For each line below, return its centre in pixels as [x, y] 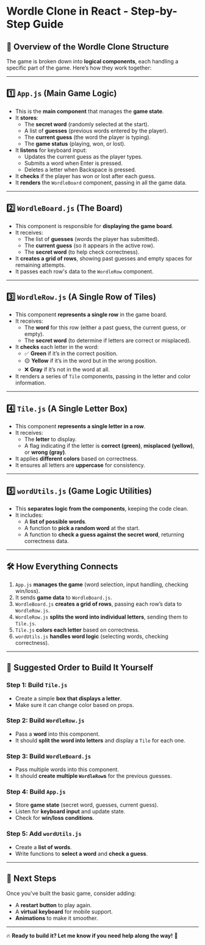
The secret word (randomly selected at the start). [87, 124]
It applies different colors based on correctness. [77, 459]
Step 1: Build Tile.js [37, 685]
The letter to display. [51, 439]
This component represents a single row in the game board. [91, 315]
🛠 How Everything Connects [62, 566]
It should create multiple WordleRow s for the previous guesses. [93, 776]
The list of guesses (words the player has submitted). [92, 239]
